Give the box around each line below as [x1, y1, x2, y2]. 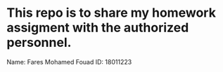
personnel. [6, 35, 72, 50]
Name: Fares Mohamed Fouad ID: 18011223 [6, 57, 132, 66]
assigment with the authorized [6, 20, 189, 36]
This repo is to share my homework [6, 5, 216, 21]
